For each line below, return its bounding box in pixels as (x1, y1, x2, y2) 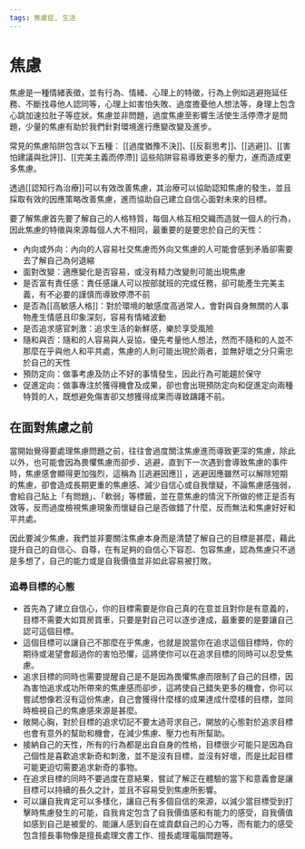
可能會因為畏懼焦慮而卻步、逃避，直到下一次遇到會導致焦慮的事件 (40, 457, 288, 468)
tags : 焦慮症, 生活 (9, 13, 76, 23)
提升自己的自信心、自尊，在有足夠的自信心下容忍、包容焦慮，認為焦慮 (9, 544, 272, 555)
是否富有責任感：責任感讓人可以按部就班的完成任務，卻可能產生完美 (22, 278, 278, 288)
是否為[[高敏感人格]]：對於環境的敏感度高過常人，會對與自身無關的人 (22, 300, 281, 311)
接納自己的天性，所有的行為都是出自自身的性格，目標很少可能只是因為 (22, 738, 286, 749)
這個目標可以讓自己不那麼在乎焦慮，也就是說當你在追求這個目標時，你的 (22, 637, 293, 648)
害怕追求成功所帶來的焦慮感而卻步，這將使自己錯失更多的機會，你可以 (30, 682, 293, 693)
